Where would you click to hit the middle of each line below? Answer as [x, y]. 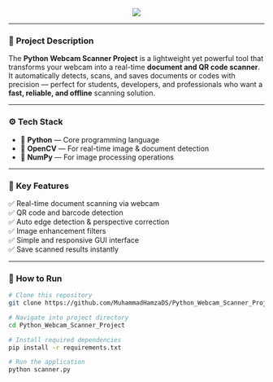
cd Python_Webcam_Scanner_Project [67, 325]
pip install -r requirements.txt [65, 347]
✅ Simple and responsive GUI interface [74, 239]
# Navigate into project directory [69, 318]
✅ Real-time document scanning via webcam [84, 203]
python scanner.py [39, 370]
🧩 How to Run [35, 279]
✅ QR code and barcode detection [66, 213]
